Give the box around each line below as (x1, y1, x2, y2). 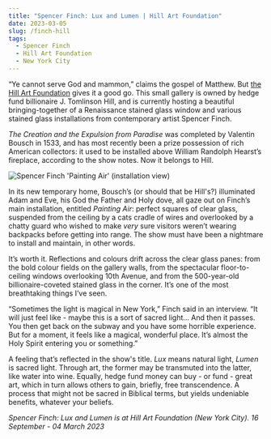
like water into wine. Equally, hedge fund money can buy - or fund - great (8, 371, 253, 381)
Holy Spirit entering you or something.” (8, 338, 138, 348)
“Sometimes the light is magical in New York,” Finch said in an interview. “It (8, 304, 258, 313)
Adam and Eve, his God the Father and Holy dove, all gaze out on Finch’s (8, 195, 251, 205)
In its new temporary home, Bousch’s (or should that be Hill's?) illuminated (8, 186, 256, 196)
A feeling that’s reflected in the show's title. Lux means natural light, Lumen (8, 354, 259, 364)
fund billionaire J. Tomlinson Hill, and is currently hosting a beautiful (8, 96, 235, 106)
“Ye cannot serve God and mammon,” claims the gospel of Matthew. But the (8, 79, 261, 89)
